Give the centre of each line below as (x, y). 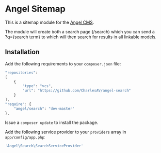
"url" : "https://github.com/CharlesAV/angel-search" (77, 91)
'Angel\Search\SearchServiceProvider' (44, 146)
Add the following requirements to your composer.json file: (63, 63)
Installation (22, 52)
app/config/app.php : (25, 137)
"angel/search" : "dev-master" (44, 108)
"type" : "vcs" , (38, 86)
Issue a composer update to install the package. (52, 122)
